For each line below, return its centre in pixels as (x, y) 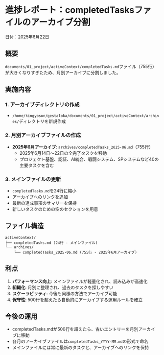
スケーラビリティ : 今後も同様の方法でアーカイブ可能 (65, 293)
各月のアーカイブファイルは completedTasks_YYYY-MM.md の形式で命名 (80, 341)
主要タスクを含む (37, 165)
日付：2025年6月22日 (27, 37)
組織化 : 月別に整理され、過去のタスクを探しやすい (63, 287)
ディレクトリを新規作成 (42, 121)
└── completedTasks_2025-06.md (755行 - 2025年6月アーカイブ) (75, 252)
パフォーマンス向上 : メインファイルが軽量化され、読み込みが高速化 (80, 281)
